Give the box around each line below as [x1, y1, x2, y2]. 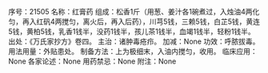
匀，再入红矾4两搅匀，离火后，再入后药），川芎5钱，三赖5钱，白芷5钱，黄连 [8, 17, 260, 26]
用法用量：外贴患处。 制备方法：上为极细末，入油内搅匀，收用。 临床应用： [8, 47, 258, 56]
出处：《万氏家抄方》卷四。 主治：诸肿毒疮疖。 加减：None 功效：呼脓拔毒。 [8, 36, 260, 46]
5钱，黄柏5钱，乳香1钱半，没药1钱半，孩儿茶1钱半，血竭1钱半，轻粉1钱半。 [8, 27, 256, 36]
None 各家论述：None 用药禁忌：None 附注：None [8, 56, 177, 66]
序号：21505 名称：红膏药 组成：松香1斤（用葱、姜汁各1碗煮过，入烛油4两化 [8, 7, 260, 16]
